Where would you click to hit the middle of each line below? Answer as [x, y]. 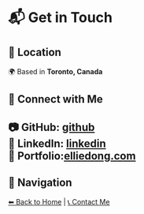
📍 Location [35, 52]
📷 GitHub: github [52, 127]
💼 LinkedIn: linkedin [57, 143]
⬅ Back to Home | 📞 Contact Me [59, 201]
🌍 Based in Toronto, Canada [55, 71]
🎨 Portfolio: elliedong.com [72, 156]
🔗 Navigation [40, 183]
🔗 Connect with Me [56, 99]
